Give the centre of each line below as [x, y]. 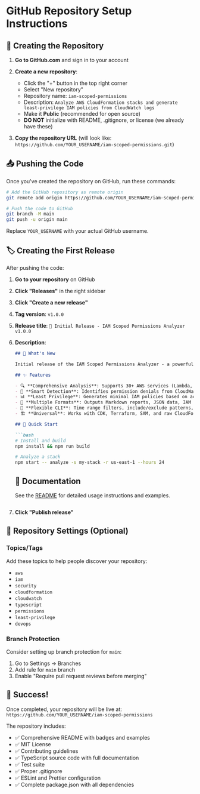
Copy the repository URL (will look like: [63, 138]
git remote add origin [34, 198]
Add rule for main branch [45, 669]
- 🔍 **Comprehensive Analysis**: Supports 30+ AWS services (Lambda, [104, 386]
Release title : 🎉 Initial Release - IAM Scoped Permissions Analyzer [100, 326]
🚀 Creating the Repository [55, 46]
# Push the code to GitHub [40, 208]
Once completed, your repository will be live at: [64, 709]
